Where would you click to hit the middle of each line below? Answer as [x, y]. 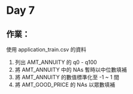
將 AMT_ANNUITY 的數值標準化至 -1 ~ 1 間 [67, 77]
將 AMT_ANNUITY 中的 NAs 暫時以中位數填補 [71, 70]
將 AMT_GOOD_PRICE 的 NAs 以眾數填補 [65, 85]
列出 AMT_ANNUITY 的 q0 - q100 [56, 62]
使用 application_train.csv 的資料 [46, 49]
